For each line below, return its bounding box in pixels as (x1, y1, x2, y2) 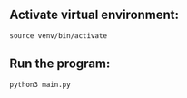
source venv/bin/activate (9, 31, 107, 40)
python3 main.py (9, 80, 71, 89)
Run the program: (9, 56, 111, 72)
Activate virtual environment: (9, 7, 180, 23)
